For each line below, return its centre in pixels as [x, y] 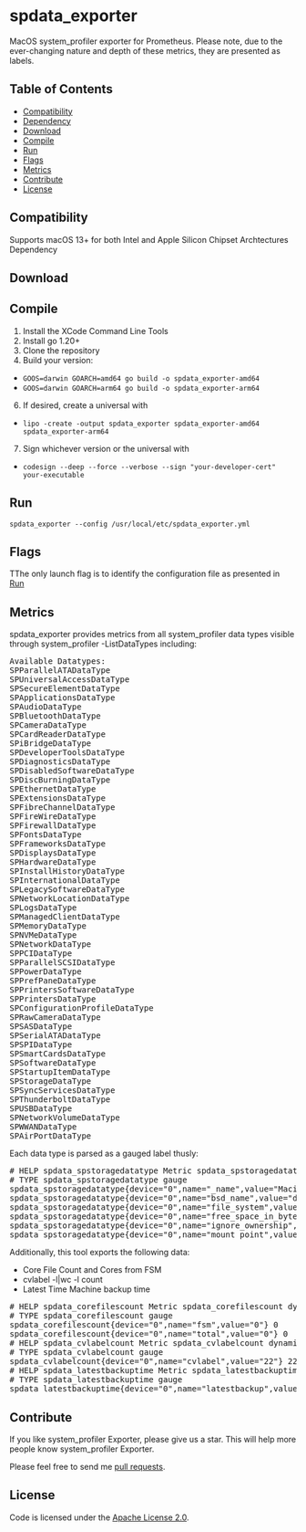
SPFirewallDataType [53, 826]
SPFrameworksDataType [58, 844]
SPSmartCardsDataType [58, 1054]
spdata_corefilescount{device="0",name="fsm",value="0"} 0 [144, 1325]
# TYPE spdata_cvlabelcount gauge [87, 1353]
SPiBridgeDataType [51, 744]
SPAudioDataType [46, 707]
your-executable [53, 475]
